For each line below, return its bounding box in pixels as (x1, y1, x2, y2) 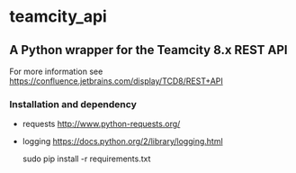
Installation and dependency (9, 97, 137, 110)
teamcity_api (9, 6, 108, 27)
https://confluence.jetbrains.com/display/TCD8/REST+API (9, 76, 223, 86)
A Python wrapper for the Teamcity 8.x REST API (9, 42, 288, 58)
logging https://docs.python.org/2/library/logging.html (22, 136, 223, 147)
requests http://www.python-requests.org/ (22, 119, 181, 130)
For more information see (9, 66, 103, 77)
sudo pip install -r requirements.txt (22, 153, 151, 164)
